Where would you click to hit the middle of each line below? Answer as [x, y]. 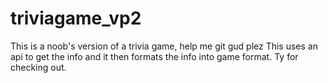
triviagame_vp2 [76, 18]
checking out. [38, 67]
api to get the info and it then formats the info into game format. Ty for [154, 56]
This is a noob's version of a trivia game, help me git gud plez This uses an [164, 46]
